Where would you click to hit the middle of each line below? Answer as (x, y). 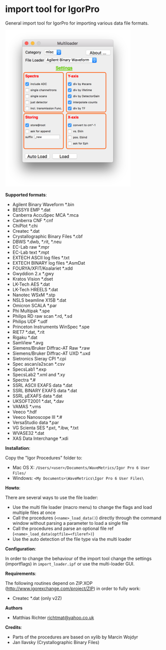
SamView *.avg (28, 343)
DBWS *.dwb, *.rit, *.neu (37, 242)
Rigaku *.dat (25, 337)
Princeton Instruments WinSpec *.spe (51, 327)
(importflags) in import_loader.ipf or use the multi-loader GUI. (70, 563)
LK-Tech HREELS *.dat (35, 289)
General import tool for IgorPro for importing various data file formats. (77, 23)
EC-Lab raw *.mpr (31, 247)
